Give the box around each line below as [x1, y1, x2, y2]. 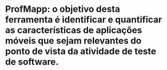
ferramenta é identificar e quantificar [5, 14, 162, 25]
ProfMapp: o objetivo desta [5, 3, 121, 15]
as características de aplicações [5, 25, 142, 36]
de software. [5, 56, 59, 68]
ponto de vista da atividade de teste [5, 46, 157, 57]
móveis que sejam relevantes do [5, 35, 142, 47]
